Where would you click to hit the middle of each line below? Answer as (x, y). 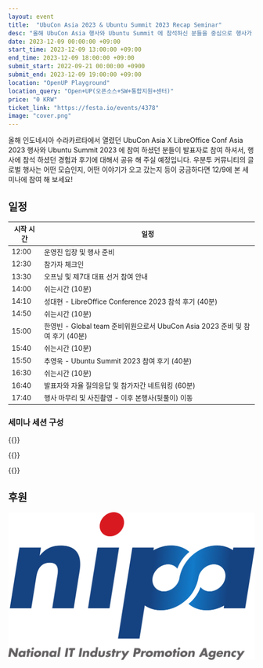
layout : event (31, 16)
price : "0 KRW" (33, 99)
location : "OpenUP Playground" (59, 82)
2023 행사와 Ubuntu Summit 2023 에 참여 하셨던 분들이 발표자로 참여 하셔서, (127, 150)
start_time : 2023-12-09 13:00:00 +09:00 (75, 50)
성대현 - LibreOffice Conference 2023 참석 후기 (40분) (131, 301)
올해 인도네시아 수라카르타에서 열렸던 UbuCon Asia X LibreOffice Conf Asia (126, 141)
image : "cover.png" (40, 116)
